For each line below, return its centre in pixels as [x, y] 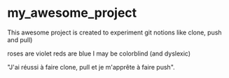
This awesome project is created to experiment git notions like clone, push [114, 32]
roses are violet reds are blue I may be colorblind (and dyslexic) [99, 53]
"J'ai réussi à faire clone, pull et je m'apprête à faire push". [91, 67]
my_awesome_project [72, 13]
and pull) [20, 39]
